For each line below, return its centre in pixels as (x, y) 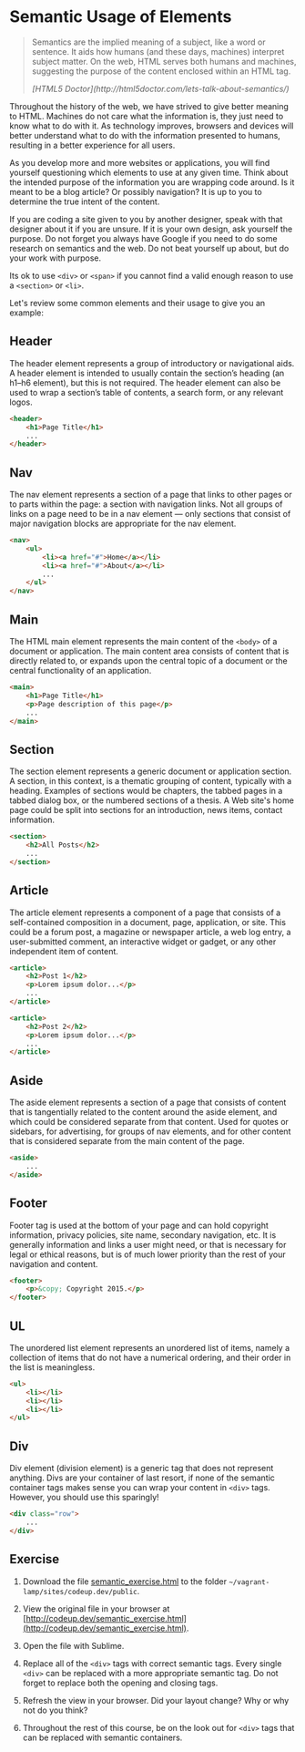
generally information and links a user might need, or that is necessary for (148, 1244)
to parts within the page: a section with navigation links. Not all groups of (146, 504)
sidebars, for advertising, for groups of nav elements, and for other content (150, 1131)
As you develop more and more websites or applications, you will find (140, 162)
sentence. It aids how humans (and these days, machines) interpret (158, 51)
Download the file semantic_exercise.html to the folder (125, 1581)
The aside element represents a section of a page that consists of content (148, 1103)
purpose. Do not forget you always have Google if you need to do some (143, 238)
